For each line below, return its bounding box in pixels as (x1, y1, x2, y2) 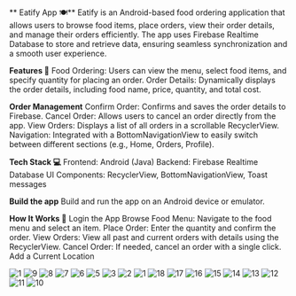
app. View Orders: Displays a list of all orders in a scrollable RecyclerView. (9, 121, 279, 130)
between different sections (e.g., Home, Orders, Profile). (9, 139, 214, 149)
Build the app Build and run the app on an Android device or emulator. (9, 196, 266, 206)
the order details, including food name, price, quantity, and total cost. (9, 84, 261, 95)
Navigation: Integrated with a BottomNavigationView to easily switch (9, 129, 259, 140)
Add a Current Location (9, 251, 95, 261)
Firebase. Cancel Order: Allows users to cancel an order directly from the (9, 111, 277, 121)
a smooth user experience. (9, 48, 107, 58)
